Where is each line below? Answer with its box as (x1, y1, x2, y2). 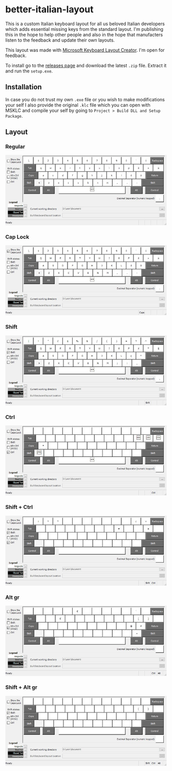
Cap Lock (5, 233, 30, 240)
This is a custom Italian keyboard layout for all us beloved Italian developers (5, 21, 165, 27)
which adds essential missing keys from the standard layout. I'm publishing (5, 26, 164, 32)
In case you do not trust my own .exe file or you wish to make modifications (5, 96, 165, 102)
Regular (5, 143, 26, 150)
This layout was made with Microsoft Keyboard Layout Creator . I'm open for (5, 47, 165, 53)
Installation (5, 83, 42, 91)
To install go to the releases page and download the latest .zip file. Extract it (5, 62, 167, 68)
